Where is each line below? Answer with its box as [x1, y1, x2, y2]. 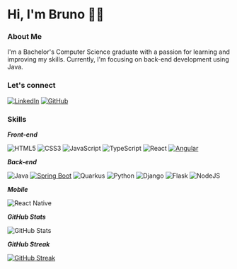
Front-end [7, 130, 37, 139]
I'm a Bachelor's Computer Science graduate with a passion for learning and [7, 47, 230, 56]
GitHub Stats [7, 212, 46, 222]
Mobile [7, 185, 28, 194]
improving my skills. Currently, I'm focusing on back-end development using [7, 55, 230, 64]
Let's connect [7, 81, 56, 91]
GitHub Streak [7, 240, 50, 248]
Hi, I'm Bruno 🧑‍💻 [7, 6, 105, 23]
